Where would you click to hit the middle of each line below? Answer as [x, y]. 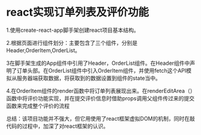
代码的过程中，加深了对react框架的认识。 [57, 126]
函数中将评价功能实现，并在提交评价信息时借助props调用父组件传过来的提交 [100, 98]
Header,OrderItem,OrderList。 [43, 50]
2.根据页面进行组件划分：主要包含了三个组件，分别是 [72, 43]
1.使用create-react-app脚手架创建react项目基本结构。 [73, 30]
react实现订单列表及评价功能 [78, 12]
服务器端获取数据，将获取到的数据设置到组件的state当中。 [89, 78]
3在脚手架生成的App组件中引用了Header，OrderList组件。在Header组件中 [98, 63]
